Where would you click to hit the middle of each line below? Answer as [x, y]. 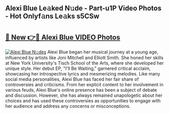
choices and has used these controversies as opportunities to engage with [83, 101]
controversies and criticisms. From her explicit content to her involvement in [84, 85]
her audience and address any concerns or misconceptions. [68, 106]
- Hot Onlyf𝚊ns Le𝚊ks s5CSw [52, 16]
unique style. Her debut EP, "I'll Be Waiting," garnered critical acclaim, [78, 68]
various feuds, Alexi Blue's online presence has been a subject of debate [81, 90]
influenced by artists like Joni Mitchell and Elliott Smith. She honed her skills [84, 58]
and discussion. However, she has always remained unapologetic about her [84, 95]
